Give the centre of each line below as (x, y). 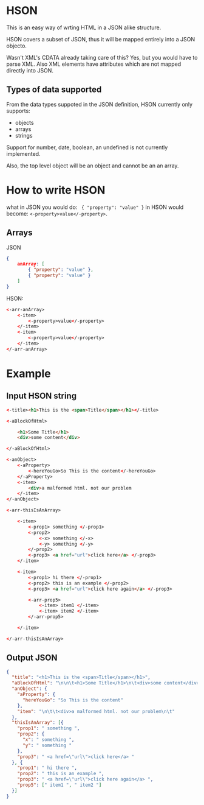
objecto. (17, 46)
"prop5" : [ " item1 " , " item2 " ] (59, 785)
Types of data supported (54, 90)
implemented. (23, 153)
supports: (18, 111)
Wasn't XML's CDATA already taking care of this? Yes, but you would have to (102, 57)
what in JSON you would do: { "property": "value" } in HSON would (95, 207)
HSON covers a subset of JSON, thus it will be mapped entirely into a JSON (101, 39)
